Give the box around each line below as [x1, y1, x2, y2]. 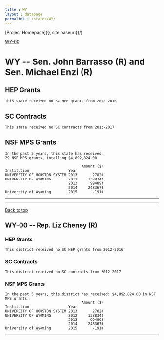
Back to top [5, 207, 28, 213]
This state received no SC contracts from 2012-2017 [5, 125, 115, 130]
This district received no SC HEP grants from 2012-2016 [5, 247, 123, 252]
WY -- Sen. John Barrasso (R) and [5, 56, 145, 67]
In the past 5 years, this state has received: [5, 151, 104, 156]
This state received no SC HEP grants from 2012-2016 [5, 99, 117, 104]
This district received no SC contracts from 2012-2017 [5, 269, 121, 274]
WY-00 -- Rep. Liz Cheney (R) [5, 221, 98, 230]
